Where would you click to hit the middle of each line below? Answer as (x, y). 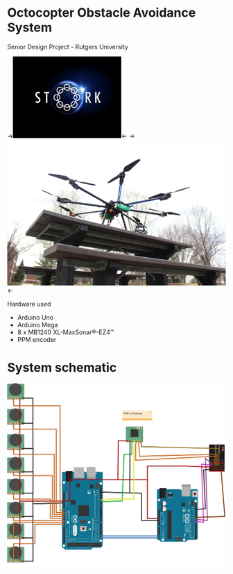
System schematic (62, 368)
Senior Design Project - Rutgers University (68, 47)
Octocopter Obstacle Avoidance (102, 13)
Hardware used (29, 304)
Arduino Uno (35, 317)
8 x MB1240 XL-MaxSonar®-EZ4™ (66, 332)
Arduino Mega (37, 325)
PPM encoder (37, 339)
